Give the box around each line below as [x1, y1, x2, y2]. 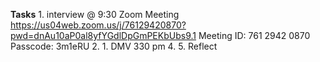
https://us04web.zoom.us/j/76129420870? [10, 19, 187, 31]
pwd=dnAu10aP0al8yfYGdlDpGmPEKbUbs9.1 [10, 30, 197, 41]
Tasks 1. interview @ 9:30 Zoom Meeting [10, 9, 180, 20]
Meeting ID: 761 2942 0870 [198, 30, 311, 41]
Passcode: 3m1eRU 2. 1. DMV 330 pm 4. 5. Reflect [10, 40, 218, 52]
